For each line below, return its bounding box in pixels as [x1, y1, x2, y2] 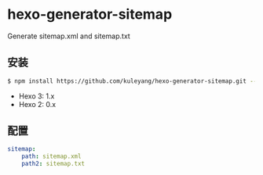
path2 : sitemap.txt [21, 160, 86, 168]
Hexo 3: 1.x [18, 91, 55, 101]
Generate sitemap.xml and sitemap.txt [7, 31, 130, 41]
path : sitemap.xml [21, 152, 82, 161]
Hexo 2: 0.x [18, 99, 57, 109]
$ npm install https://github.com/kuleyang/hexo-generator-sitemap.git [7, 77, 247, 85]
